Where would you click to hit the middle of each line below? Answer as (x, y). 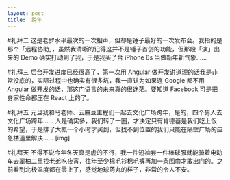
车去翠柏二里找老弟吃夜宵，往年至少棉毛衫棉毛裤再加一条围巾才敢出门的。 (112, 161)
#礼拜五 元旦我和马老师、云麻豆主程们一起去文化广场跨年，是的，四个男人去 (115, 112)
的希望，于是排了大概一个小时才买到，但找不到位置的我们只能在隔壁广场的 (112, 129)
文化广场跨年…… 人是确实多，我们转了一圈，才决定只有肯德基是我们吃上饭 (112, 120)
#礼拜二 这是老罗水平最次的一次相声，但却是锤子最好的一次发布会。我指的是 (115, 40)
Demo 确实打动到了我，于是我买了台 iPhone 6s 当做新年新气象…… (114, 57)
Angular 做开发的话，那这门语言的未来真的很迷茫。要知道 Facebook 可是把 (113, 89)
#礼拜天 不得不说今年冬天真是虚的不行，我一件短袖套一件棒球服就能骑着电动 (115, 152)
